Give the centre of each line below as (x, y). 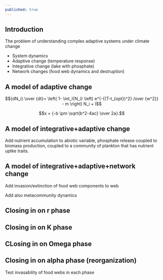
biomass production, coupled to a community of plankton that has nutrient (80, 146)
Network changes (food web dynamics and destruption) (68, 71)
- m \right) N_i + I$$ (82, 104)
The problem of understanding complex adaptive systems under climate (77, 41)
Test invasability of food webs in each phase (50, 272)
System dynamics (30, 56)
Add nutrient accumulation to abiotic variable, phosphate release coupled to (81, 140)
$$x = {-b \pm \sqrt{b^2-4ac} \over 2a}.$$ (82, 114)
